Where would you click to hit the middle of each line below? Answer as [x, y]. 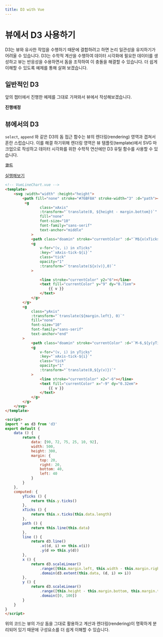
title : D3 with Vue [25, 9]
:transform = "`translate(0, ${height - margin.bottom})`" [98, 212]
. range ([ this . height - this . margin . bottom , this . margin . [98, 591]
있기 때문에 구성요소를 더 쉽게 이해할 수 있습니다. [64, 630]
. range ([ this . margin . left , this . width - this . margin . [95, 568]
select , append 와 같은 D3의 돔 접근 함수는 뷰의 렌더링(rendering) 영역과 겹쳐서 [81, 137]
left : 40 [48, 474]
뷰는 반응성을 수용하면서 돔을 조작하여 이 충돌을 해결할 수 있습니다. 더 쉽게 [88, 62]
